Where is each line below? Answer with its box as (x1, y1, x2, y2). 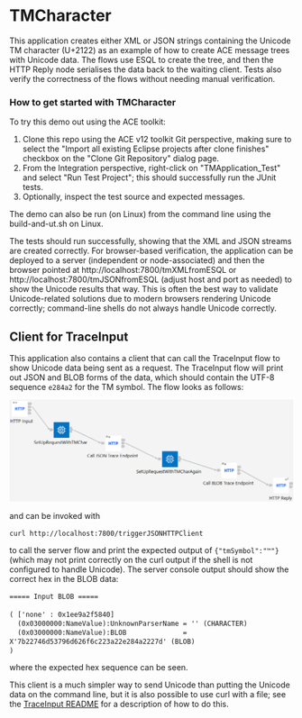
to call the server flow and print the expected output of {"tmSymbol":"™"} (9, 544, 279, 555)
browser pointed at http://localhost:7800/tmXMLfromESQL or (9, 265, 237, 276)
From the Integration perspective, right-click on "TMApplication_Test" (22, 163, 281, 174)
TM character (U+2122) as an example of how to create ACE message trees (9, 44, 290, 55)
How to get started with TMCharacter (9, 95, 177, 108)
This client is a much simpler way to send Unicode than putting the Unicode (9, 679, 290, 690)
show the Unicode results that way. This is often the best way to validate (9, 284, 279, 295)
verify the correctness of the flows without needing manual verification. (9, 73, 276, 84)
